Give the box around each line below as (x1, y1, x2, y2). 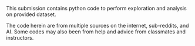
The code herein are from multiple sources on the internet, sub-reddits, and (6, 22, 189, 29)
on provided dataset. (6, 11, 56, 18)
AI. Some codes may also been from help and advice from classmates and (6, 28, 186, 35)
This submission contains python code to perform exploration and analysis (6, 5, 187, 11)
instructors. (6, 34, 34, 41)
